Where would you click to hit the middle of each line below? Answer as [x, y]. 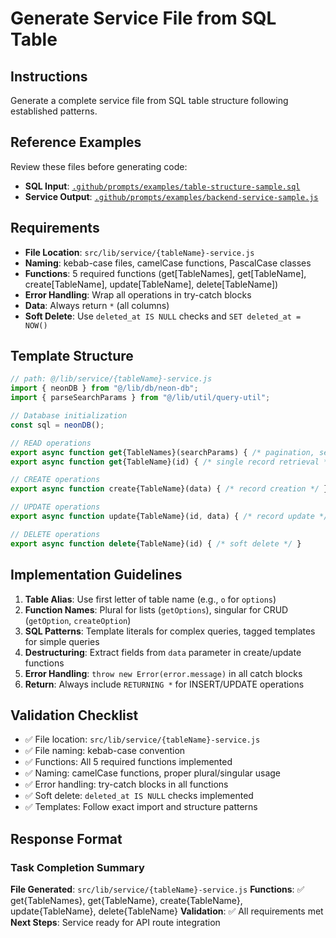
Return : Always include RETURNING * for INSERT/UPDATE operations [164, 684]
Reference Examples [76, 142]
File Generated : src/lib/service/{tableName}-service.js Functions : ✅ [157, 889]
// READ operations [51, 443]
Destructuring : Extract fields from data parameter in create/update [163, 652]
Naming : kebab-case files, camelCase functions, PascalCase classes [168, 263]
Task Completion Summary [77, 867]
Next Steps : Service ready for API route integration [115, 922]
